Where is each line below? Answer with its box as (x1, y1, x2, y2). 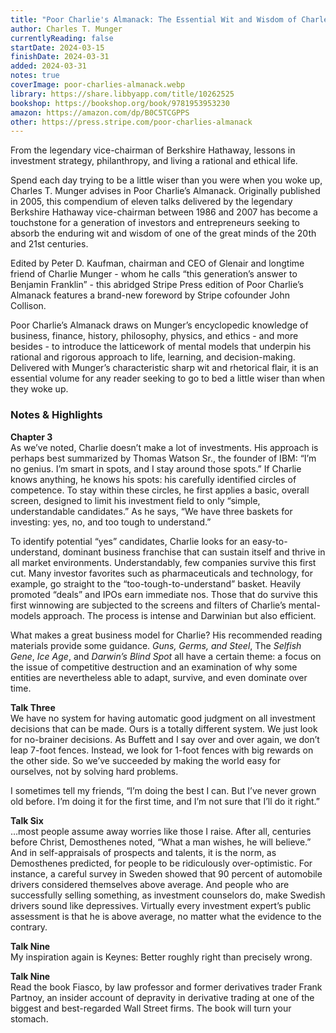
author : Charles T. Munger (10, 24, 123, 34)
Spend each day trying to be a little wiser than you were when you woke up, (10, 174, 323, 186)
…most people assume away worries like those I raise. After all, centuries (10, 825, 312, 837)
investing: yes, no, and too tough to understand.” (10, 516, 212, 528)
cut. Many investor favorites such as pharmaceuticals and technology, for (10, 567, 313, 579)
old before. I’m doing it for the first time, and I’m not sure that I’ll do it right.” (10, 795, 320, 807)
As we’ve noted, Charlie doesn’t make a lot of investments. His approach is (10, 441, 319, 453)
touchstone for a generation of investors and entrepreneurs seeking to (10, 217, 300, 229)
